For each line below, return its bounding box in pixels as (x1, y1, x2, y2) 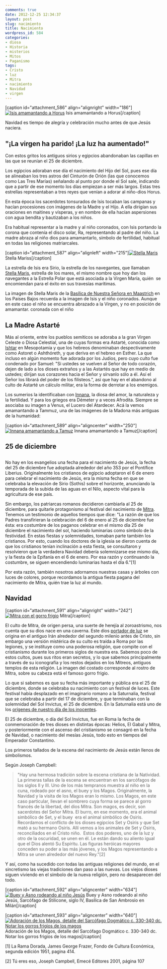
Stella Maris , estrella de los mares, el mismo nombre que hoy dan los (5, 270, 146, 276)
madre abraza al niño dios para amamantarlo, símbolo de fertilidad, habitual (5, 235, 160, 241)
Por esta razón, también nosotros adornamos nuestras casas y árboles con (5, 569, 159, 575)
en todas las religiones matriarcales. (5, 240, 80, 246)
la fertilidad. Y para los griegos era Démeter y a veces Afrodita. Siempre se (5, 397, 159, 403)
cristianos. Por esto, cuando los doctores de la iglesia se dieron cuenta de (5, 538, 157, 544)
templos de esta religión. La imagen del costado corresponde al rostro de (5, 665, 156, 671)
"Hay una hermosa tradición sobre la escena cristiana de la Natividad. (17, 772, 161, 778)
